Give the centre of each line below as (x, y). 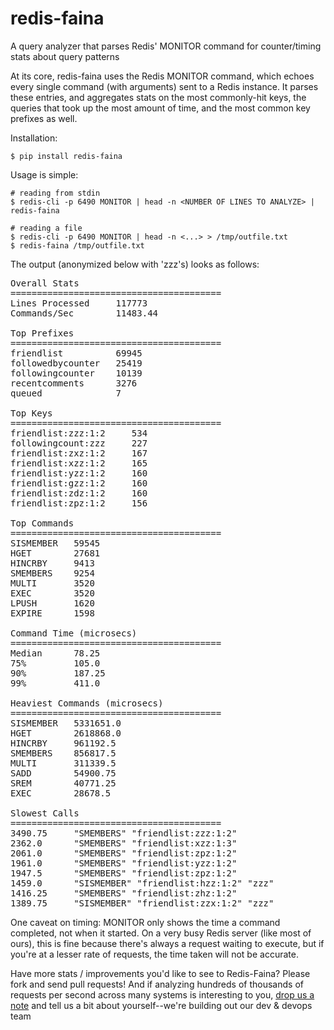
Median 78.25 (55, 653)
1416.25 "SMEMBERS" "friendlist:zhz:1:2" (124, 893)
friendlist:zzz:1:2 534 (79, 433)
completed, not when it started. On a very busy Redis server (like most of (161, 933)
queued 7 (66, 393)
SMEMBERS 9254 (52, 573)
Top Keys (31, 413)
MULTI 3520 (52, 583)
